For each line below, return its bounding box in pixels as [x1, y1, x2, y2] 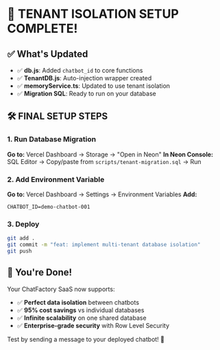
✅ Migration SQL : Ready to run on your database [16, 89, 156, 97]
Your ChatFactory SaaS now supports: [7, 285, 115, 293]
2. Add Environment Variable [7, 174, 105, 184]
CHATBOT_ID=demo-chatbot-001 [7, 203, 90, 210]
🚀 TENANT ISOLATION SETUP [7, 6, 180, 22]
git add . [7, 235, 36, 242]
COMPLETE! [7, 21, 78, 36]
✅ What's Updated [7, 48, 88, 60]
